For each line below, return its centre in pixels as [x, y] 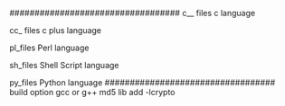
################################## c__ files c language [133, 13]
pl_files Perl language [49, 48]
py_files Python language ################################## [142, 83]
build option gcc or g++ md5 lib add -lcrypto [92, 92]
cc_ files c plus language [56, 30]
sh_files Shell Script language [64, 65]
